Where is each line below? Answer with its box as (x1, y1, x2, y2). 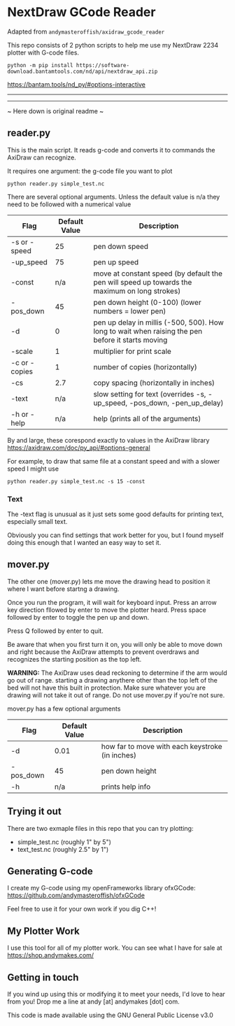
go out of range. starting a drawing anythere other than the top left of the (7, 676, 218, 684)
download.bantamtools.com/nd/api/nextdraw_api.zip (7, 68, 158, 75)
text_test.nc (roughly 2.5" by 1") (17, 845, 109, 853)
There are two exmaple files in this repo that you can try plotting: (7, 824, 194, 832)
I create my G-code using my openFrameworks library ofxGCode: (7, 884, 196, 892)
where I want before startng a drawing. (7, 585, 120, 593)
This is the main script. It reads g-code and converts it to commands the (7, 145, 215, 154)
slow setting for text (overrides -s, (93, 389, 206, 399)
